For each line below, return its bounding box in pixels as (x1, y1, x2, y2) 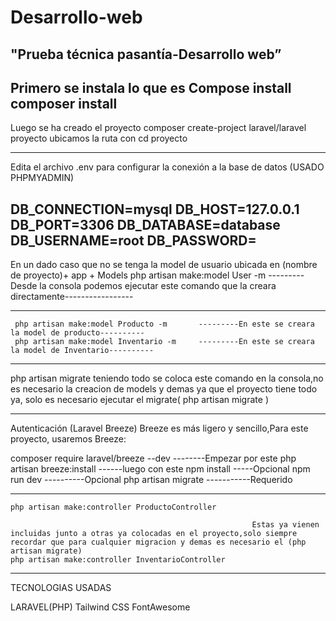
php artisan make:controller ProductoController (10, 502, 217, 513)
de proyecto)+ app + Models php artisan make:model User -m (10, 269, 267, 281)
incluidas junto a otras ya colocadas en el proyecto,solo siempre (10, 529, 298, 539)
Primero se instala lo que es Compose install (10, 79, 292, 96)
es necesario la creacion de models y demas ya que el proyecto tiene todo (10, 383, 318, 395)
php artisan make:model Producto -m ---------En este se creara (14, 319, 315, 330)
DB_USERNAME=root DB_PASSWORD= (10, 232, 257, 249)
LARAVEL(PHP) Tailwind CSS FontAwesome (10, 601, 191, 613)
